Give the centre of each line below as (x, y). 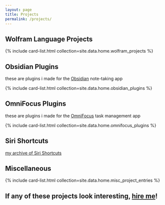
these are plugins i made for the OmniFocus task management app (73, 116)
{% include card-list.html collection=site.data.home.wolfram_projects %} (79, 51)
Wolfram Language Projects (49, 39)
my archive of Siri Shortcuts (33, 153)
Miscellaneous (28, 169)
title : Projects (22, 14)
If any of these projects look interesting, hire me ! (82, 196)
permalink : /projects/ (28, 19)
